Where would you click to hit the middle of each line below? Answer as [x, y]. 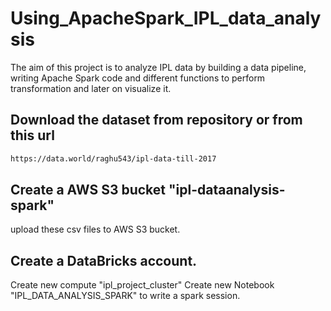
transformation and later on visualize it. [91, 88]
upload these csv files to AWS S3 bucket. [95, 229]
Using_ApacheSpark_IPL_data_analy [166, 18]
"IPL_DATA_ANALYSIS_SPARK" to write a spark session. [125, 296]
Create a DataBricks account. [104, 260]
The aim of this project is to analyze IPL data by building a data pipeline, [158, 67]
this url [32, 135]
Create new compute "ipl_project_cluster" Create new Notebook [142, 285]
